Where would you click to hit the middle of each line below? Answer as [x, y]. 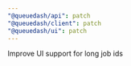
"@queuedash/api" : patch [49, 16]
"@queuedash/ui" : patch [47, 31]
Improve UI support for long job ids [65, 54]
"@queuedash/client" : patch [55, 23]
